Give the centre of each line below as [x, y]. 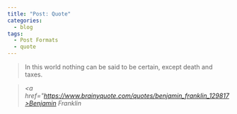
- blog [23, 27]
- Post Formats [36, 40]
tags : [15, 34]
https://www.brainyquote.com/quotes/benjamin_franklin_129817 [137, 96]
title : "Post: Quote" [39, 14]
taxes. [34, 74]
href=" [34, 96]
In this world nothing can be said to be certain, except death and [118, 67]
